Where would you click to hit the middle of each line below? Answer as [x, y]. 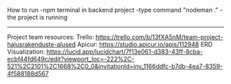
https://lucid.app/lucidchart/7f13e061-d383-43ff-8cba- [125, 52]
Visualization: [26, 52]
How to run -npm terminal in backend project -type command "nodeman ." [113, 10]
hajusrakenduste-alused [42, 44]
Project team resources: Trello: [51, 37]
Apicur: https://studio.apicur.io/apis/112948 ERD [145, 44]
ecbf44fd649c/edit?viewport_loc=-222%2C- [71, 59]
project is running [43, 17]
